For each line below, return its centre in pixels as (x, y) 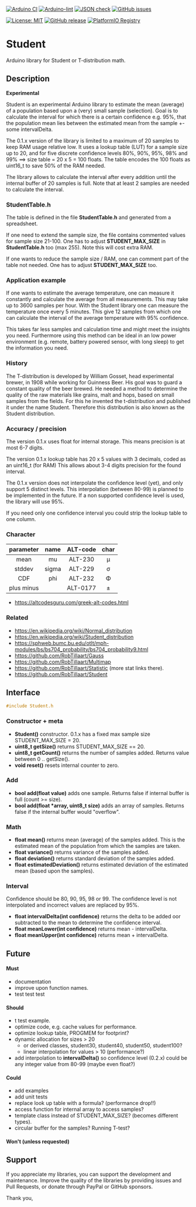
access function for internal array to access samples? (79, 1110)
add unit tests (31, 1097)
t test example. (32, 1020)
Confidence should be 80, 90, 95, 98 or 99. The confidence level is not (92, 899)
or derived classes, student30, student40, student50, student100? (103, 1046)
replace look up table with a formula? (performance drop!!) (85, 1103)
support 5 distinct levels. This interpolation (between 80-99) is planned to (95, 489)
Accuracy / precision (36, 428)
